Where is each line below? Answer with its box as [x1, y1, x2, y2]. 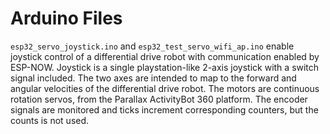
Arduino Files [10, 7, 123, 30]
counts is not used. [10, 114, 90, 126]
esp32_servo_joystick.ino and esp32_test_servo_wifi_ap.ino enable [10, 40, 295, 52]
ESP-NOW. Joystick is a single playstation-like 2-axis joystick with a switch [10, 61, 320, 73]
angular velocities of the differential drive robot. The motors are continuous [10, 82, 320, 94]
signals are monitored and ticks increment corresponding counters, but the [10, 103, 319, 116]
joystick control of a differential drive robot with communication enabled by [10, 50, 320, 62]
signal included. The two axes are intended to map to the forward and [10, 72, 297, 84]
